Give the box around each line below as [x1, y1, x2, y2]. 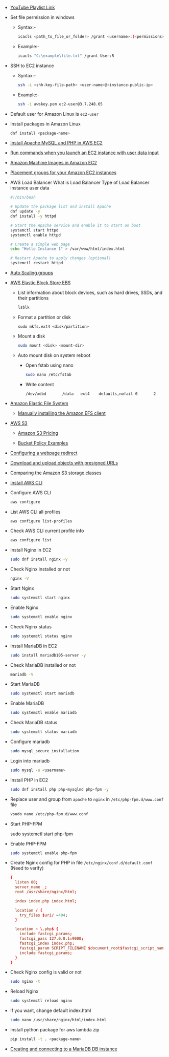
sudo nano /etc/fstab [25, 372, 71, 377]
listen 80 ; [15, 880, 38, 885]
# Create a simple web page [10, 242, 70, 247]
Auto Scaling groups [10, 270, 54, 276]
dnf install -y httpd [10, 214, 56, 219]
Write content [25, 381, 55, 387]
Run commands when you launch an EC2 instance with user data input [10, 150, 159, 156]
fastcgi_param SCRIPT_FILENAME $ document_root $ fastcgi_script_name [19, 945, 166, 950]
